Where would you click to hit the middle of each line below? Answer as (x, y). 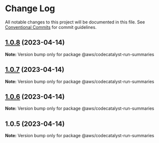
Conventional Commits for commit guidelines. (51, 27)
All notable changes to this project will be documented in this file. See (75, 22)
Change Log (30, 9)
